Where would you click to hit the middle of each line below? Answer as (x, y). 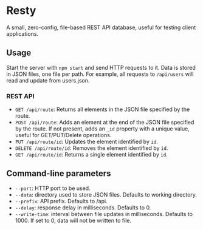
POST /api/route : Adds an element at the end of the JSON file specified (105, 123)
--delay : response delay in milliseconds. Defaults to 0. (83, 208)
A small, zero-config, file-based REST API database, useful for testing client (101, 27)
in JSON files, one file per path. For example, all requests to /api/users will (100, 74)
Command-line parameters (59, 174)
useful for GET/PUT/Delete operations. (63, 135)
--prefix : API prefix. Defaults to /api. (61, 201)
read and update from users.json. (48, 80)
